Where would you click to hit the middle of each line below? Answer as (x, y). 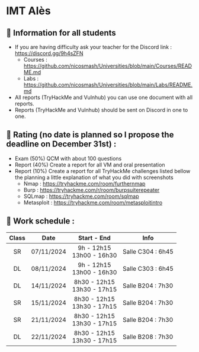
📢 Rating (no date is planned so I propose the (90, 135)
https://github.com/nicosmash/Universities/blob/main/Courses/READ (108, 66)
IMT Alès (29, 11)
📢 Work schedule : (41, 221)
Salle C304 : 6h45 (148, 251)
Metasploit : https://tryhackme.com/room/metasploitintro (93, 202)
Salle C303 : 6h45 (148, 268)
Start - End (94, 238)
